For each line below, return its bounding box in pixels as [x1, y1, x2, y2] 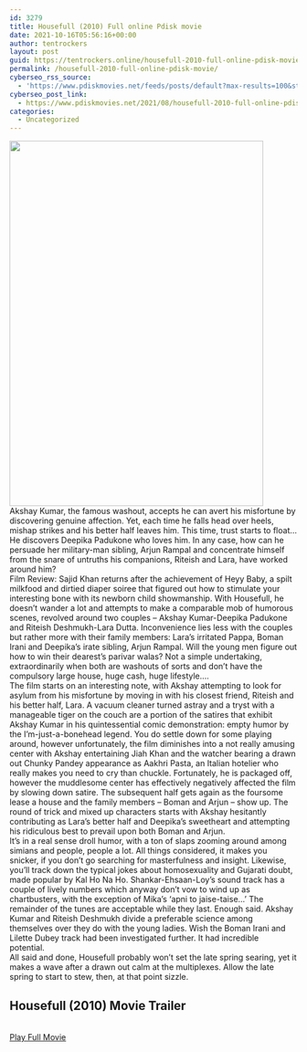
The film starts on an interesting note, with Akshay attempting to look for [9, 680, 282, 691]
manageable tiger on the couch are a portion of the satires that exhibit [9, 710, 273, 721]
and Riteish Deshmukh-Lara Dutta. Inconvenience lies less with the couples [9, 622, 293, 633]
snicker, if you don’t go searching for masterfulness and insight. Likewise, [9, 855, 287, 866]
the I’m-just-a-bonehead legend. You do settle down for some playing [9, 729, 272, 740]
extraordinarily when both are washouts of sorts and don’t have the [9, 661, 263, 672]
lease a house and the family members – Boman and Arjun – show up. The [9, 796, 289, 808]
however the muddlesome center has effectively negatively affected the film [9, 777, 296, 788]
